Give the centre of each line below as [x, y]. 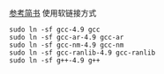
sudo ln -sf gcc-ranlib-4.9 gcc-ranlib [82, 53]
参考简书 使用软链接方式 [53, 13]
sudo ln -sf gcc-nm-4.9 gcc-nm [67, 45]
